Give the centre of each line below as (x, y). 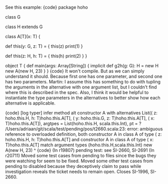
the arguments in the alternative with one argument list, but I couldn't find (81, 87)
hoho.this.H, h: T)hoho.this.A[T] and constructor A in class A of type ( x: (79, 140)
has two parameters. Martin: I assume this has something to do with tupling (83, 82)
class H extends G (24, 27)
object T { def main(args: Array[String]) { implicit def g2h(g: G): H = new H (82, 66)
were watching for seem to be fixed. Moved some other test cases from (79, 161)
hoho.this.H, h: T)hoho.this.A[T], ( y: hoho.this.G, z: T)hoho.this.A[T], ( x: (80, 118)
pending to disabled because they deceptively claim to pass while (73, 166)
